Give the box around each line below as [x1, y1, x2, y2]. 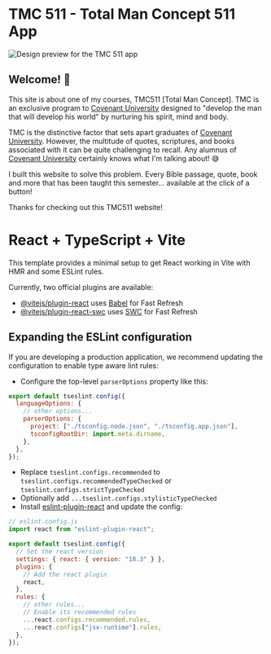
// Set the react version [15, 547, 104, 555]
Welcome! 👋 [8, 72, 71, 86]
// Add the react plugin [23, 570, 107, 578]
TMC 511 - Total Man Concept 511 [8, 5, 236, 24]
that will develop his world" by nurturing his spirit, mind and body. [8, 112, 229, 121]
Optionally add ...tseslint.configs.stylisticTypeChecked [20, 494, 217, 503]
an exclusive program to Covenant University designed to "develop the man [8, 103, 262, 112]
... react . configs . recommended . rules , [23, 616, 151, 624]
